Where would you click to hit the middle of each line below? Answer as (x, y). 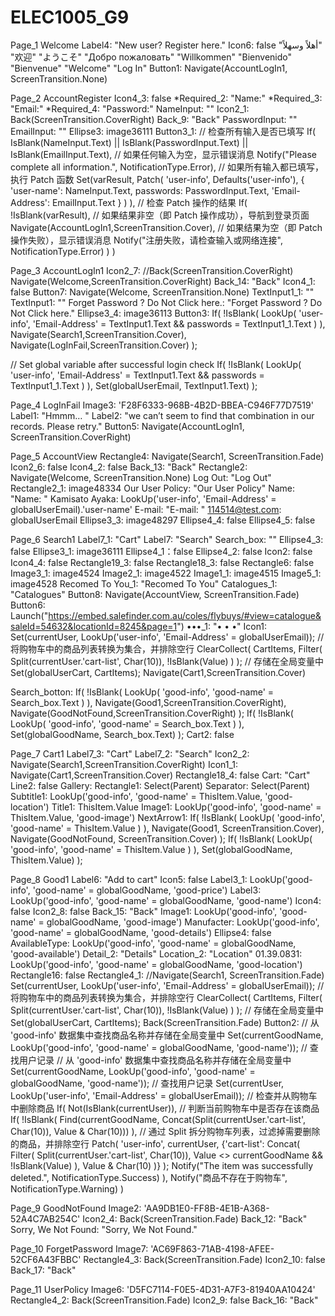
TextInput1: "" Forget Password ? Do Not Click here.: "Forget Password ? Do (166, 302)
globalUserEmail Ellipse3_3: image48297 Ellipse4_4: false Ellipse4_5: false (163, 520)
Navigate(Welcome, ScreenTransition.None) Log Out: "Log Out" (141, 477)
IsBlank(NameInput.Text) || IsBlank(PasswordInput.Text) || (129, 142)
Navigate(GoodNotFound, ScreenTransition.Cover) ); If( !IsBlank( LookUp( (161, 838)
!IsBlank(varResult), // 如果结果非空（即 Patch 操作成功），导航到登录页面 (160, 215)
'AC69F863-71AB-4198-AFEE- (212, 1248)
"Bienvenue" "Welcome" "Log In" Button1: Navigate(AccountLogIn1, (149, 68)
